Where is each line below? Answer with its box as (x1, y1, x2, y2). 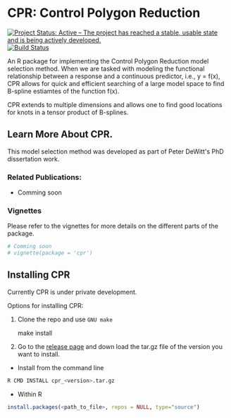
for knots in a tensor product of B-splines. (7, 108, 129, 116)
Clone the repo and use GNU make (17, 315, 113, 324)
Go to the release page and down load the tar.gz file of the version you (17, 342, 223, 350)
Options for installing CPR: (7, 301, 84, 309)
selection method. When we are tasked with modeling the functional (7, 64, 205, 73)
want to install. (17, 350, 61, 358)
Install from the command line (17, 363, 104, 371)
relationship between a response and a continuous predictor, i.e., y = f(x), (7, 72, 220, 80)
